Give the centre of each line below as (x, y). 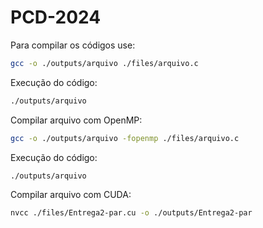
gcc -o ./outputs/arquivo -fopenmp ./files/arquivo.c (125, 138)
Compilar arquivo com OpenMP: (76, 120)
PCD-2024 (56, 17)
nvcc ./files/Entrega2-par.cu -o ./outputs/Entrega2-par (131, 213)
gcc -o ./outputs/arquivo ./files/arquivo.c (104, 63)
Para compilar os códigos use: (73, 45)
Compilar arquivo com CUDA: (71, 195)
